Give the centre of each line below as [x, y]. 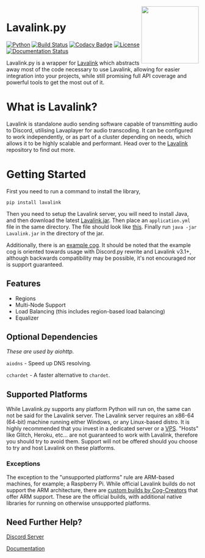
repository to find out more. [41, 149]
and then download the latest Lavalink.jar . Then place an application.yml [99, 220]
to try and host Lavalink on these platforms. [61, 448]
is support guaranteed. [35, 264]
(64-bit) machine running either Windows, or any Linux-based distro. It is [98, 422]
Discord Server [25, 537]
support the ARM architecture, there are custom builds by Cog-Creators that [102, 490]
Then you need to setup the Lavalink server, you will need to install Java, [98, 213]
